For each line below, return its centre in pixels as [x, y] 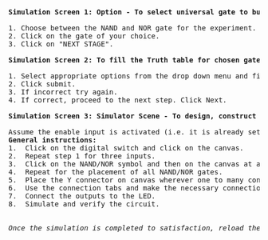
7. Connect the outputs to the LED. [82, 196]
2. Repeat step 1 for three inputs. [82, 156]
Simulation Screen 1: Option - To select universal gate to [128, 12]
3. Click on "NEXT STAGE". [61, 44]
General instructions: [53, 140]
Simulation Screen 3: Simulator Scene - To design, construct [132, 116]
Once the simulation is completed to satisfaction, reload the [134, 228]
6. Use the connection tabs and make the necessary [114, 188]
